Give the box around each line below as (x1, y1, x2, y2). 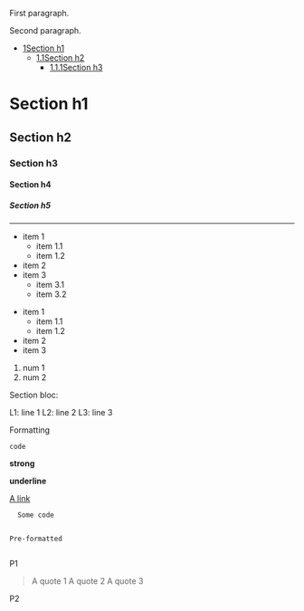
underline (9, 475, 47, 487)
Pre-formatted (9, 534, 63, 544)
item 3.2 (35, 289, 67, 300)
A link (9, 493, 31, 504)
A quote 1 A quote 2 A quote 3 (31, 576, 144, 587)
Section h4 (9, 179, 52, 190)
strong (9, 458, 35, 469)
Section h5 (9, 199, 52, 211)
